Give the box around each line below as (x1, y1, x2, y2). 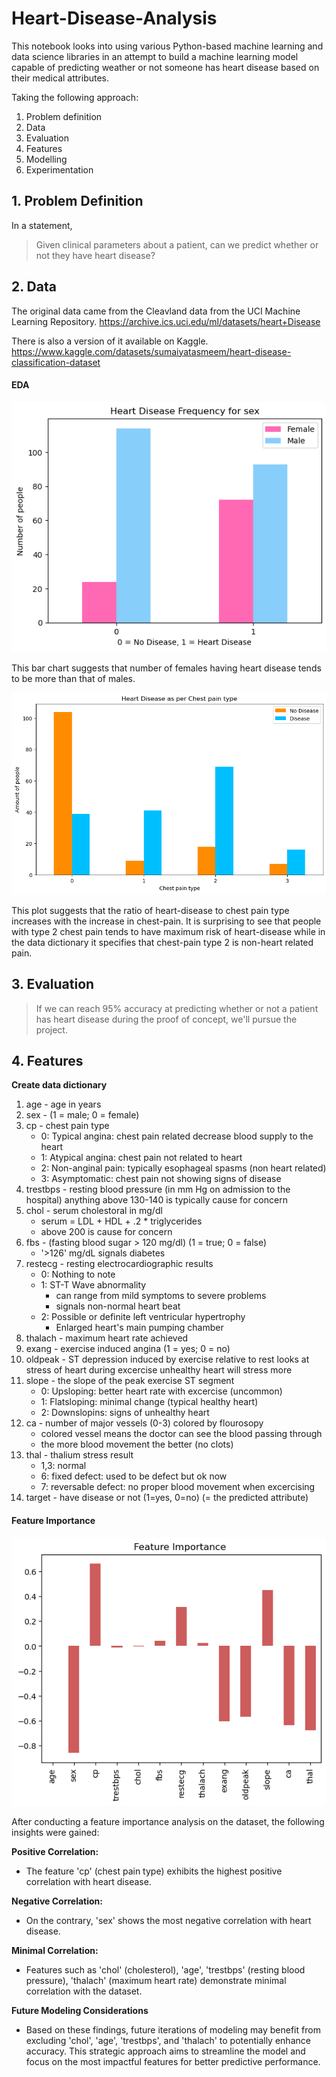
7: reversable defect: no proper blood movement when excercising (40, 1481, 316, 1493)
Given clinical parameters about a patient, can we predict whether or (35, 238, 319, 251)
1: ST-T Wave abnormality (40, 1279, 147, 1291)
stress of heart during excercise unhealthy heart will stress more (25, 1364, 293, 1376)
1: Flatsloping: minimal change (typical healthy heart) (40, 1396, 259, 1408)
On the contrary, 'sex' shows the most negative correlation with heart (25, 1914, 312, 1926)
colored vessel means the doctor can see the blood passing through (40, 1428, 323, 1440)
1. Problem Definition (11, 193, 144, 210)
